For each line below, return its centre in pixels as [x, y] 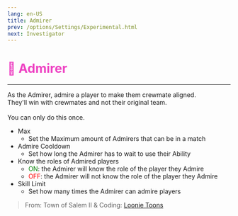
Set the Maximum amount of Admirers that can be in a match [117, 139]
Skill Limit [32, 184]
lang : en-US [25, 14]
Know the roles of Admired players [68, 161]
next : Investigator [36, 34]
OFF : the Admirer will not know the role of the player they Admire [123, 176]
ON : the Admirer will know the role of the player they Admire [116, 169]
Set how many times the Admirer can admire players [104, 191]
